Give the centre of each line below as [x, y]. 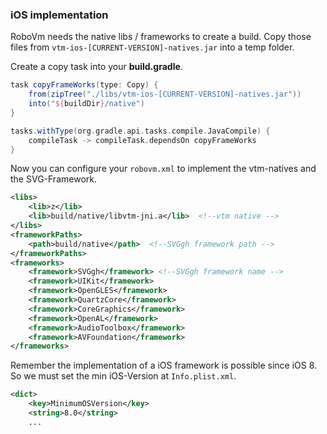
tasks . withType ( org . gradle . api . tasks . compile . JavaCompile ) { [140, 131]
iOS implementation [59, 15]
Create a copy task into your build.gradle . [96, 67]
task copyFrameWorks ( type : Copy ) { [84, 85]
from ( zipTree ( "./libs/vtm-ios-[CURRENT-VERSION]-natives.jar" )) [165, 94]
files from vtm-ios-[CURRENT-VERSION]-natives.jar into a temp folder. [152, 47]
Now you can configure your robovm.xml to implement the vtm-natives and [163, 169]
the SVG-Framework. [53, 179]
